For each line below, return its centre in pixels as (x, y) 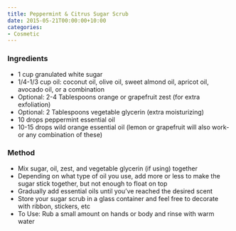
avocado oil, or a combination (61, 89)
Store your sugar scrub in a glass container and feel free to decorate (118, 198)
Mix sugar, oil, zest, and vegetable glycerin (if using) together (107, 168)
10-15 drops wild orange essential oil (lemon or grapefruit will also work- (123, 127)
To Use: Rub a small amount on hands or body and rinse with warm (116, 213)
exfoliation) (34, 104)
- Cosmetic (23, 34)
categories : (25, 27)
